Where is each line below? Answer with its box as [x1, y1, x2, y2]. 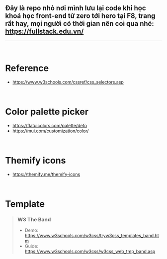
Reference [5, 63, 49, 74]
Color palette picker [5, 106, 88, 117]
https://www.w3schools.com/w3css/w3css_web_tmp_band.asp [24, 249, 156, 255]
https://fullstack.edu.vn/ [5, 27, 84, 36]
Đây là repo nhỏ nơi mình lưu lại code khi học [5, 4, 146, 12]
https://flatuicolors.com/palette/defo [12, 122, 87, 128]
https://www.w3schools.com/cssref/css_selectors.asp [12, 79, 124, 85]
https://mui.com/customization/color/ [12, 128, 89, 134]
